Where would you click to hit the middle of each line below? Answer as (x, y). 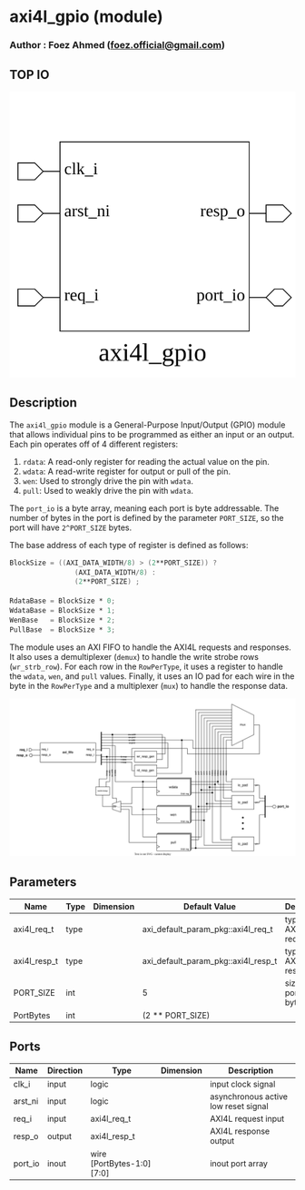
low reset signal (240, 1106)
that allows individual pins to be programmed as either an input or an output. (152, 434)
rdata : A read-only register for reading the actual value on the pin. (146, 461)
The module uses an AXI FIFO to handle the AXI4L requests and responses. (151, 647)
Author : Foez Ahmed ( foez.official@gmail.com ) (117, 45)
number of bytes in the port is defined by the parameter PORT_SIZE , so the (147, 517)
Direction (65, 1071)
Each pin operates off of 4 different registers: (94, 444)
